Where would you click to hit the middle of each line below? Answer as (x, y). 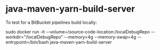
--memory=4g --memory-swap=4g (100, 37)
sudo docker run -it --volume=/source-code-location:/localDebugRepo (78, 32)
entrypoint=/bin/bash (27, 42)
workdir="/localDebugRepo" (34, 37)
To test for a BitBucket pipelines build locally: (51, 22)
